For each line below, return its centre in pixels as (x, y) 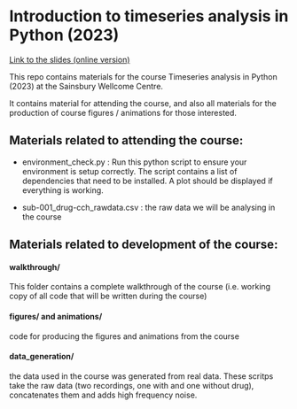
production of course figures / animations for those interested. (123, 112)
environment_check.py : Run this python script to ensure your (134, 162)
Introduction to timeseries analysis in (149, 16)
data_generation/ (42, 357)
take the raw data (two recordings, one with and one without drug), (132, 385)
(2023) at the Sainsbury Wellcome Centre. (86, 86)
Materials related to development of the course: (144, 245)
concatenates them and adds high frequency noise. (103, 395)
